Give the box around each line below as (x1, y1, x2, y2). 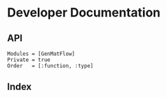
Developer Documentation (7, 5, 161, 21)
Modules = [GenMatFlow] (7, 50, 76, 57)
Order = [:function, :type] (7, 63, 94, 69)
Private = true (7, 56, 51, 63)
